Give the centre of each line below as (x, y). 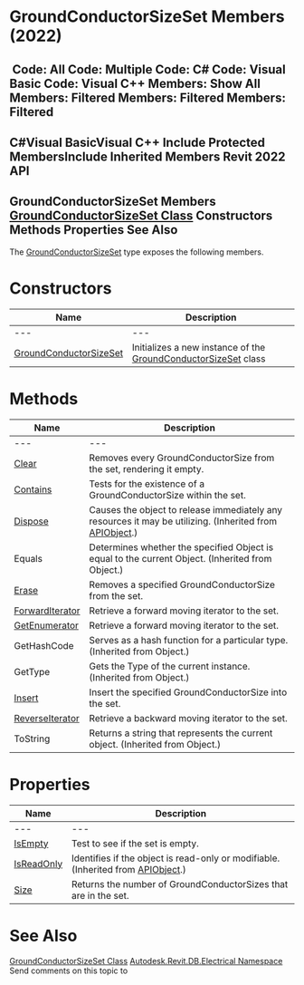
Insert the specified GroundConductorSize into (188, 692)
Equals (28, 558)
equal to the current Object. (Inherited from (180, 558)
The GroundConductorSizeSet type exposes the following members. (137, 252)
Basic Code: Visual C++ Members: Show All (135, 83)
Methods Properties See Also (94, 230)
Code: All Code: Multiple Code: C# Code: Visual (149, 69)
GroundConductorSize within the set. (167, 495)
